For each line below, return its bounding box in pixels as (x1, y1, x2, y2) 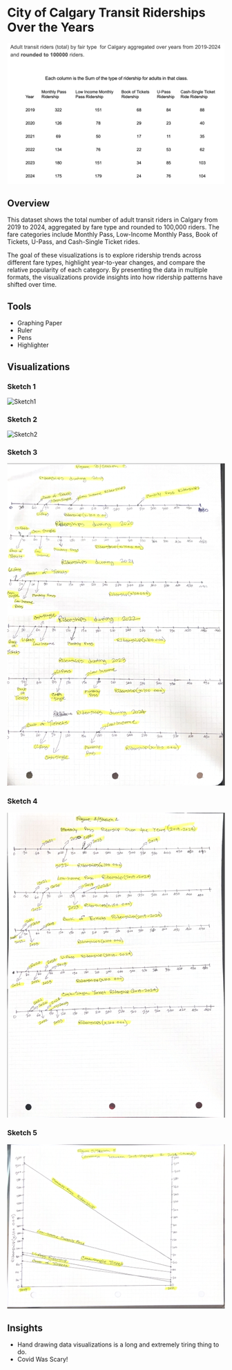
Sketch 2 (7, 415, 38, 424)
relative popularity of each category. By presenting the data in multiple (7, 266, 208, 274)
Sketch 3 (7, 448, 38, 457)
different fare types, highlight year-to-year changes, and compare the (7, 258, 206, 267)
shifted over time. (7, 280, 57, 289)
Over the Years (7, 19, 95, 35)
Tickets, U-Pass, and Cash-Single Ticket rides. (7, 238, 140, 246)
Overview (7, 197, 50, 209)
